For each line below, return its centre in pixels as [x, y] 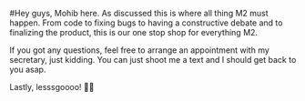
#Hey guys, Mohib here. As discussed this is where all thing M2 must [139, 13]
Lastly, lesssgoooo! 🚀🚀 [52, 87]
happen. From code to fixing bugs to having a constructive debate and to [146, 23]
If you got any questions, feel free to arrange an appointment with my [140, 50]
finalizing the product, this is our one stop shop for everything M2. [133, 32]
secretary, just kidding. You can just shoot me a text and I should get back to [153, 60]
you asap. [28, 69]
